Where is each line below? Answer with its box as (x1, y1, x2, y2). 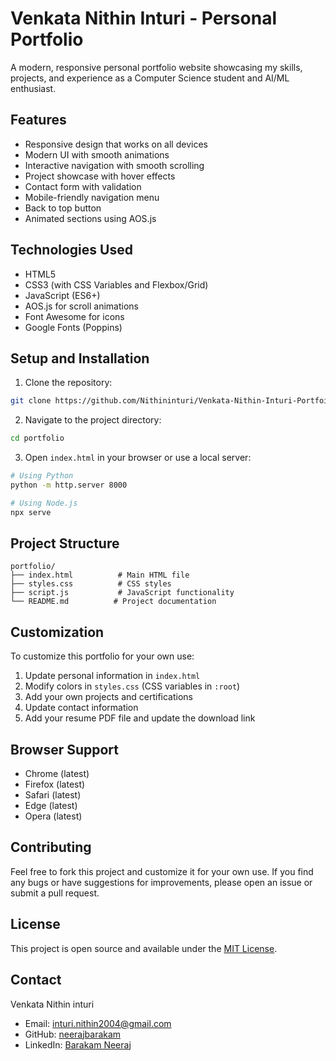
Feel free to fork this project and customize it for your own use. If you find (10, 865, 314, 877)
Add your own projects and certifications (24, 691, 194, 703)
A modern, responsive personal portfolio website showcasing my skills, (10, 61, 303, 73)
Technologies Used (10, 242, 133, 259)
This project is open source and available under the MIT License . (10, 942, 278, 954)
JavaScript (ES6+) (24, 289, 101, 301)
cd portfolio (10, 433, 65, 444)
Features (10, 112, 67, 129)
